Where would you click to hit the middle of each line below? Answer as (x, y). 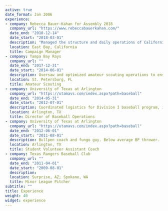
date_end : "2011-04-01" (34, 163)
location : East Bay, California (43, 47)
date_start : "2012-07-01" (37, 103)
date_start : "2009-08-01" (37, 168)
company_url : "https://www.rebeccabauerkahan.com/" (65, 28)
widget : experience (25, 200)
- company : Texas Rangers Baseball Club (48, 154)
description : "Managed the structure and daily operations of (76, 42)
